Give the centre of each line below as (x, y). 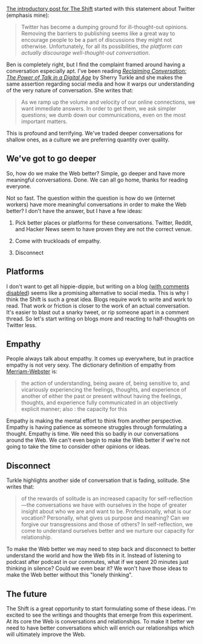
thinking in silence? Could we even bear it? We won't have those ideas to (97, 568)
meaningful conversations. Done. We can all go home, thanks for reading (97, 180)
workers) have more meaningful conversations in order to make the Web (96, 204)
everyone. (19, 186)
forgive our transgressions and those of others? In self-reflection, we (107, 524)
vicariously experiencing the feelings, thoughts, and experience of (103, 390)
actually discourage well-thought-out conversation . (85, 53)
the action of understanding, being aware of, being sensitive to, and (105, 383)
